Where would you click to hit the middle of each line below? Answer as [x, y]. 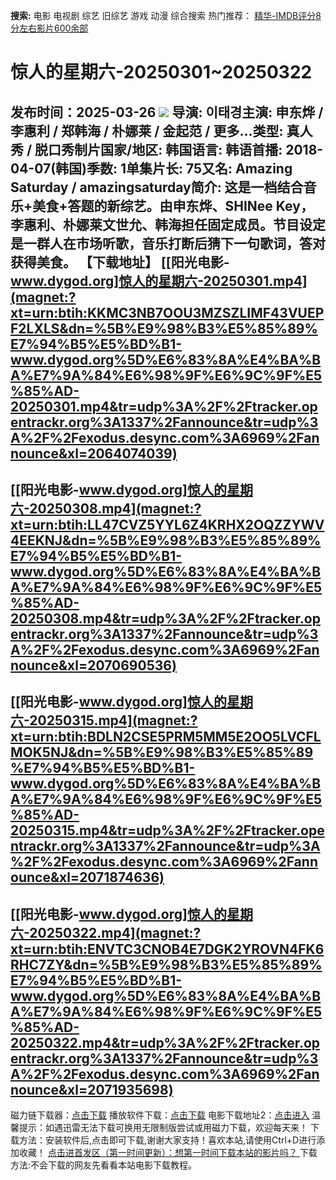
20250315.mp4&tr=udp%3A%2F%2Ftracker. [156, 830]
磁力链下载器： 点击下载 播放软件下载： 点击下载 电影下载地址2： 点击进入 [160, 1115]
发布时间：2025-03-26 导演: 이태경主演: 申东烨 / [167, 112]
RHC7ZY [37, 964]
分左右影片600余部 [49, 28]
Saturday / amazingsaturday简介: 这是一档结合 [157, 187]
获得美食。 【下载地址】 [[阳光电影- [120, 262]
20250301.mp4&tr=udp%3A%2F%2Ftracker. [156, 406]
